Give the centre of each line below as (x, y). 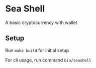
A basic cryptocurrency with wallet (41, 22)
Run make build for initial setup (37, 50)
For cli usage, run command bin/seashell (48, 60)
